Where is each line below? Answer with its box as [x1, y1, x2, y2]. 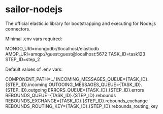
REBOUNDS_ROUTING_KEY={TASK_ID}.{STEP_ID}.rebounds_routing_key [5, 103, 158, 109]
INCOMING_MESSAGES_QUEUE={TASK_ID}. [55, 76, 149, 82]
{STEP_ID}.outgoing [5, 87, 47, 93]
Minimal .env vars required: [5, 36, 62, 42]
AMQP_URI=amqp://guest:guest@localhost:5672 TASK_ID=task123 [5, 51, 146, 57]
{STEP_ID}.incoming [5, 81, 48, 88]
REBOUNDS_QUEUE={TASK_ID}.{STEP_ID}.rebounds [5, 92, 116, 98]
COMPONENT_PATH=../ [5, 76, 55, 82]
